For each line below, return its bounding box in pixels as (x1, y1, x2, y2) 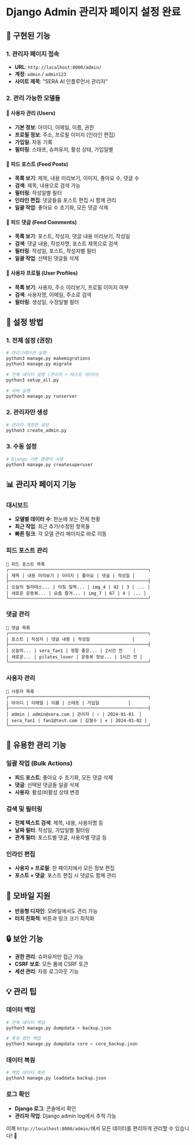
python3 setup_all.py (6, 377, 59, 383)
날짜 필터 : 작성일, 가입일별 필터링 (14, 827, 90, 834)
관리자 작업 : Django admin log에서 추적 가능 (14, 1112, 116, 1119)
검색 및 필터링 (6, 804, 43, 813)
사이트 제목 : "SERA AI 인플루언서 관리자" (14, 78, 108, 85)
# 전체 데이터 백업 (6, 1019, 45, 1026)
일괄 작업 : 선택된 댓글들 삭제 (14, 255, 79, 262)
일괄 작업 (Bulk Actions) (6, 760, 73, 768)
